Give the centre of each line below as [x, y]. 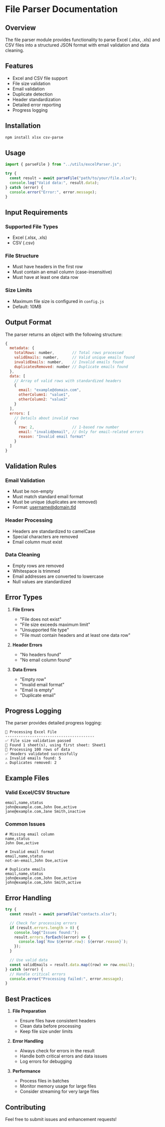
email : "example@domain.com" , [50, 390]
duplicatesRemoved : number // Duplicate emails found [71, 366]
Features [19, 66]
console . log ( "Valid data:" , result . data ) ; [54, 183]
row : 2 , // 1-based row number [69, 427]
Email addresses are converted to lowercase [58, 576]
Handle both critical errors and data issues [64, 1056]
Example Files [27, 778]
